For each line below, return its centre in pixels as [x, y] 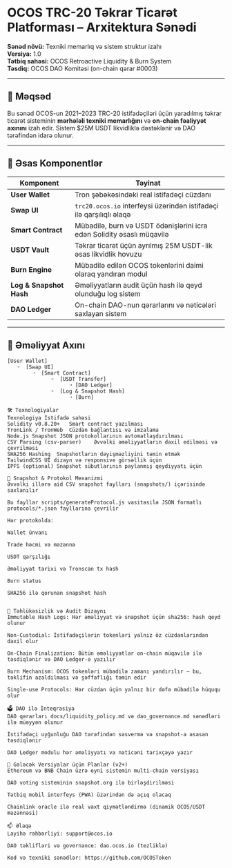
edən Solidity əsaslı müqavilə [122, 234]
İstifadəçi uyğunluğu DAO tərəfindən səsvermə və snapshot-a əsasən [108, 735]
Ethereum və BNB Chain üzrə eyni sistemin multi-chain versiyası [103, 771]
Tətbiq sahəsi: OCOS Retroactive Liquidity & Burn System [89, 61]
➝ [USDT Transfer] [79, 379]
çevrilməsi [23, 448]
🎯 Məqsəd [29, 97]
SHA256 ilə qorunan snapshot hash [57, 593]
